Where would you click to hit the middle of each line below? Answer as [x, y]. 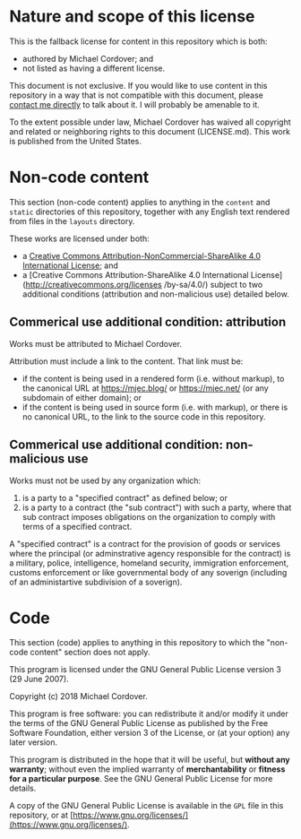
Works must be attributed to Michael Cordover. [95, 343]
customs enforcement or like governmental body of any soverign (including [148, 572]
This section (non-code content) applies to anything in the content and [140, 202]
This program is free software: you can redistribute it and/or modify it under [149, 714]
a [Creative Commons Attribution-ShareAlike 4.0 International [135, 274]
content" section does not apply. [90, 653]
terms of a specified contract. [77, 526]
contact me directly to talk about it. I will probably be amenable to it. [134, 104]
